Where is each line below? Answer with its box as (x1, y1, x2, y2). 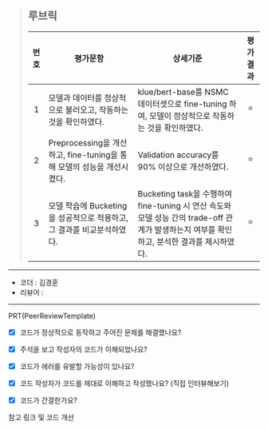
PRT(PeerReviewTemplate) (8, 311, 97, 320)
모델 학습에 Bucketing (48, 200, 128, 211)
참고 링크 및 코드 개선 (8, 412, 74, 423)
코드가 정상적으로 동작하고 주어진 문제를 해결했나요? (19, 328, 182, 337)
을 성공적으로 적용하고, (48, 212, 129, 223)
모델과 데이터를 (48, 92, 102, 103)
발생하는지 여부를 (154, 224, 216, 235)
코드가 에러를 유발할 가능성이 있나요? (19, 361, 135, 371)
